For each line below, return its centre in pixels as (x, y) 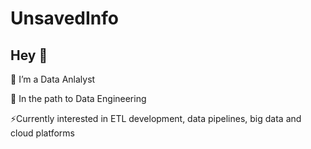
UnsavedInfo (65, 18)
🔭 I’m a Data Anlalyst (53, 79)
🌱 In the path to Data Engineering (78, 98)
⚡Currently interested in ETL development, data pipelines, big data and (156, 118)
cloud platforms (42, 133)
